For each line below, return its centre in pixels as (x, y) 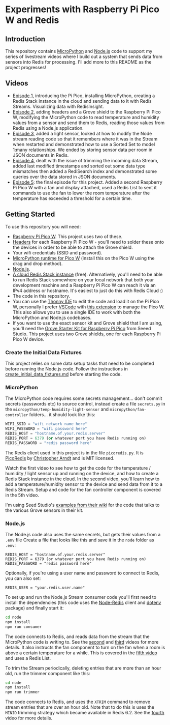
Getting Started (30, 214)
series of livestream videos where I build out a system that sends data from (84, 56)
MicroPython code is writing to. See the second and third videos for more (82, 642)
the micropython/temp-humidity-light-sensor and (57, 409)
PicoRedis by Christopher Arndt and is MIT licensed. (60, 458)
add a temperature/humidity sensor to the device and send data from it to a (84, 484)
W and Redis (32, 20)
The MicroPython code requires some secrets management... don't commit (84, 398)
